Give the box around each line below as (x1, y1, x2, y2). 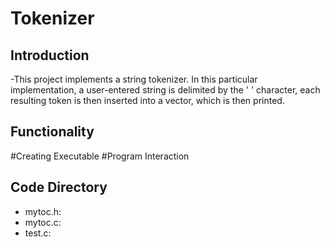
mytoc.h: (24, 205, 62, 217)
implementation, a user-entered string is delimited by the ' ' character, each (10, 84, 321, 96)
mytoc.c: (24, 216, 62, 228)
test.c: (24, 227, 52, 239)
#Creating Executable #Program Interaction (10, 150, 190, 162)
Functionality (10, 123, 95, 141)
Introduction (10, 47, 90, 64)
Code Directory (10, 179, 108, 196)
